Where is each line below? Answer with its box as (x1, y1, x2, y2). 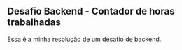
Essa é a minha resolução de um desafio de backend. (7, 35, 162, 43)
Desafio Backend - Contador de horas (7, 6, 175, 17)
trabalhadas (7, 17, 61, 28)
